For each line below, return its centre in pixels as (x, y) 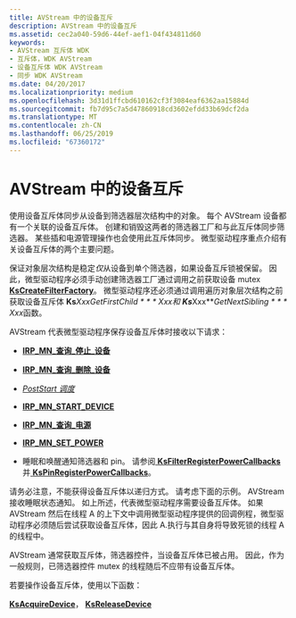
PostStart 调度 (49, 388)
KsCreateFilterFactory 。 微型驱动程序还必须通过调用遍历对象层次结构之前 (146, 290)
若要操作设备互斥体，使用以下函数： (76, 585)
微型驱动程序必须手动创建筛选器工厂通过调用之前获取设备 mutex (143, 279)
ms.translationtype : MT (53, 117)
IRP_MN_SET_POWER (63, 442)
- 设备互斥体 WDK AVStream (56, 68)
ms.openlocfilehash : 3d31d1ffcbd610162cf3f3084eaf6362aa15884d (129, 100)
